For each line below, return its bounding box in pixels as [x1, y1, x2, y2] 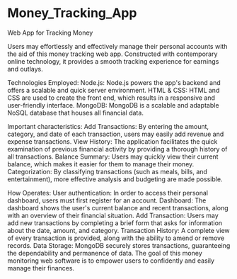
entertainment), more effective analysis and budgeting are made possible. [7, 175, 223, 183]
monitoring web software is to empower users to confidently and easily [7, 256, 214, 265]
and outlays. [7, 64, 44, 73]
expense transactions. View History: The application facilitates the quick [7, 137, 218, 146]
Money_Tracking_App [7, 5, 137, 21]
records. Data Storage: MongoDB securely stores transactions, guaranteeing [7, 241, 231, 249]
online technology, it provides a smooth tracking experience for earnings [7, 57, 219, 65]
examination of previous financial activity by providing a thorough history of [7, 144, 228, 153]
